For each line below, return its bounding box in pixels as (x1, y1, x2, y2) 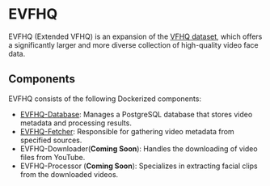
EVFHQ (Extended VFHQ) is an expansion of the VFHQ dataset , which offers (8, 32, 263, 41)
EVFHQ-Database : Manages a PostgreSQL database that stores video (19, 109, 253, 119)
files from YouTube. (19, 152, 86, 162)
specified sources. (19, 135, 82, 145)
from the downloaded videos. (19, 169, 119, 179)
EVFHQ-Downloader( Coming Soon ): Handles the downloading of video (19, 143, 258, 154)
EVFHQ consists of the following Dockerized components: (8, 94, 202, 104)
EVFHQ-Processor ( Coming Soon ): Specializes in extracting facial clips (19, 161, 258, 171)
